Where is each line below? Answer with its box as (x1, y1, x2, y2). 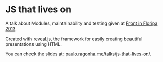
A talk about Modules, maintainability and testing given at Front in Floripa (5, 20, 158, 26)
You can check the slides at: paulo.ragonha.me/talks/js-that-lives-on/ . (5, 51, 151, 57)
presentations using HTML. (5, 41, 62, 47)
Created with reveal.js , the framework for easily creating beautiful (5, 36, 143, 42)
